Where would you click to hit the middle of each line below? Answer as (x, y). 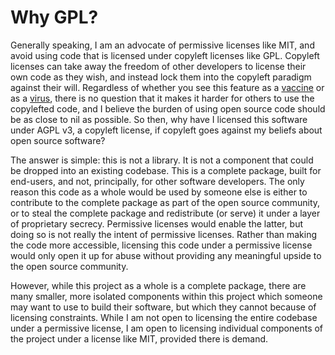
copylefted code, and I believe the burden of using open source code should (168, 108)
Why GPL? (54, 17)
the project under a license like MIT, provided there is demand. (139, 338)
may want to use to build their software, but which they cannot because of (163, 307)
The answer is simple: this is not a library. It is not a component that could (162, 160)
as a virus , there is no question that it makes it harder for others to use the (162, 98)
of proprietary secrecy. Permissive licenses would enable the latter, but (157, 223)
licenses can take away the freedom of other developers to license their (158, 66)
